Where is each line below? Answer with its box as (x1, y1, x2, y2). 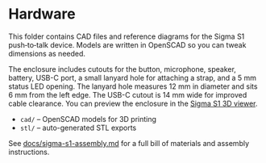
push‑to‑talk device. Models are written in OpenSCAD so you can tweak (8, 40, 247, 49)
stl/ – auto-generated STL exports (19, 123, 137, 132)
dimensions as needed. (8, 48, 86, 58)
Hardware (8, 5, 76, 23)
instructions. (8, 147, 50, 157)
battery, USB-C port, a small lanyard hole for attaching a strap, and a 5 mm (8, 73, 256, 82)
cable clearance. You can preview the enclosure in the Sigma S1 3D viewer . (8, 98, 258, 108)
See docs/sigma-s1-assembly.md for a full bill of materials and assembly (8, 138, 250, 148)
